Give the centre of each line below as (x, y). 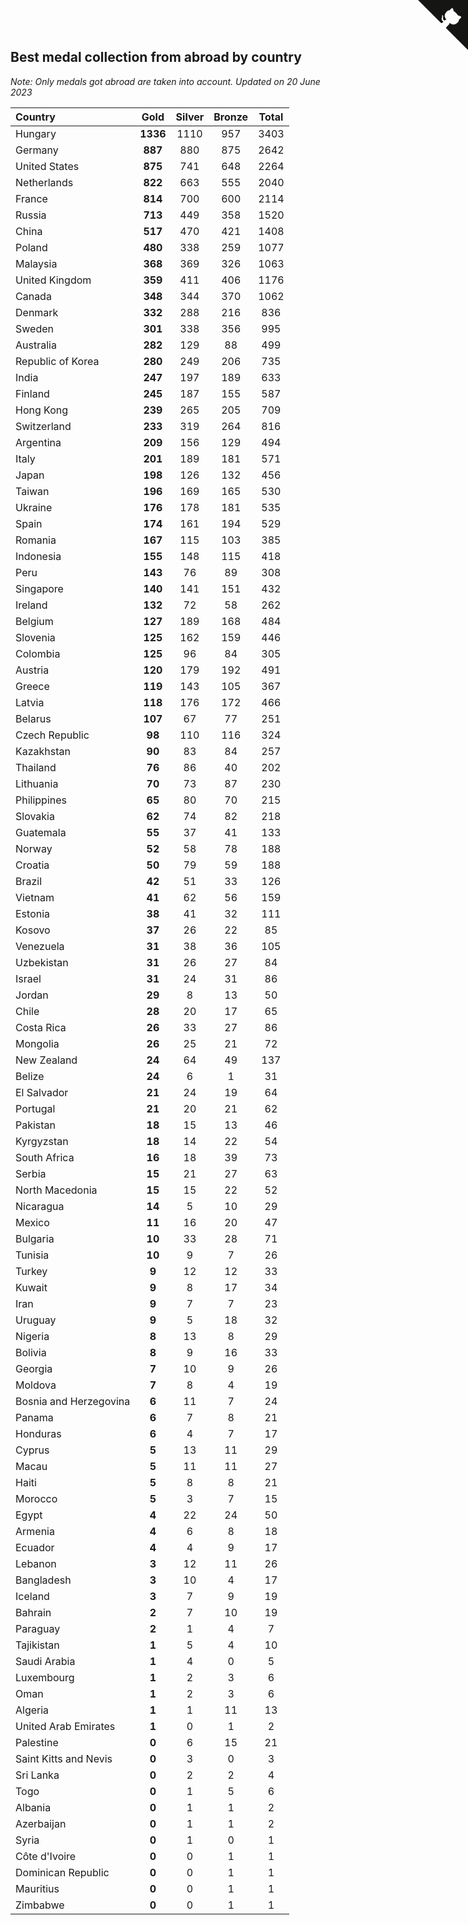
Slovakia (35, 816)
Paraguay (38, 1628)
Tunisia (32, 1255)
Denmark (37, 312)
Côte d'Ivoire (46, 1856)
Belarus (33, 718)
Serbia (31, 1173)
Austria (32, 670)
